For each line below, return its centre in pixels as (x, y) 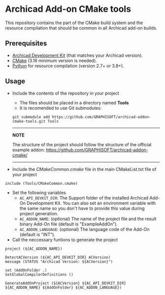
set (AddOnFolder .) (26, 270)
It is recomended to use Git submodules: (60, 108)
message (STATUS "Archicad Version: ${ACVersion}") (59, 262)
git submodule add (31, 117)
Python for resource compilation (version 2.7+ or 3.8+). (68, 66)
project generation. (39, 213)
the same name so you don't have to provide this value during (82, 208)
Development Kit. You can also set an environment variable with (91, 203)
